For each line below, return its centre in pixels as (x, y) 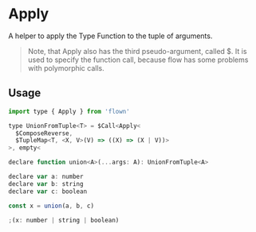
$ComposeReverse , (44, 133)
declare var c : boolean (48, 191)
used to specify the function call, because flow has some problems (138, 60)
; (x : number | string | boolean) (64, 220)
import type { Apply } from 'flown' (69, 111)
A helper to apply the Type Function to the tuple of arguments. (110, 36)
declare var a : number (46, 176)
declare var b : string (46, 184)
